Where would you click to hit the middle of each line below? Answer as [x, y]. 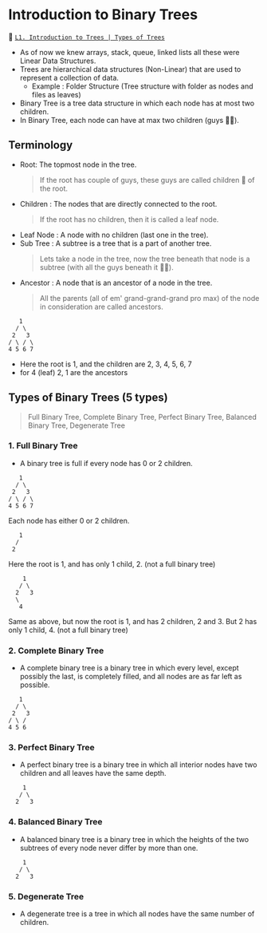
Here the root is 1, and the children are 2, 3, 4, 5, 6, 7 [106, 364]
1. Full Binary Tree [43, 446]
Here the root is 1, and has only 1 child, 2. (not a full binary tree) [112, 563]
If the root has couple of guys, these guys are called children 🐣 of [147, 180]
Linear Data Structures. [58, 61]
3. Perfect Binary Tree [51, 748]
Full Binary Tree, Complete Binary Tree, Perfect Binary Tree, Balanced [142, 417]
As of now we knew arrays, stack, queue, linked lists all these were [130, 52]
